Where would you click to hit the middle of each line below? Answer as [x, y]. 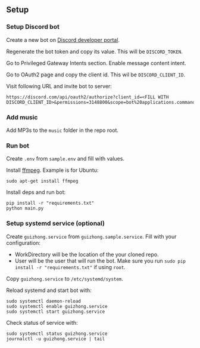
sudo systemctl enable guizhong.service [57, 306]
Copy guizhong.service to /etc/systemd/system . [65, 278]
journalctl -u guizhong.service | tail [56, 339]
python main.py [25, 208]
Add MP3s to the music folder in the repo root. [62, 130]
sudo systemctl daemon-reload [44, 301]
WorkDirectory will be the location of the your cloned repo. [87, 254]
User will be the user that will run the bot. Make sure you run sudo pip [100, 261]
